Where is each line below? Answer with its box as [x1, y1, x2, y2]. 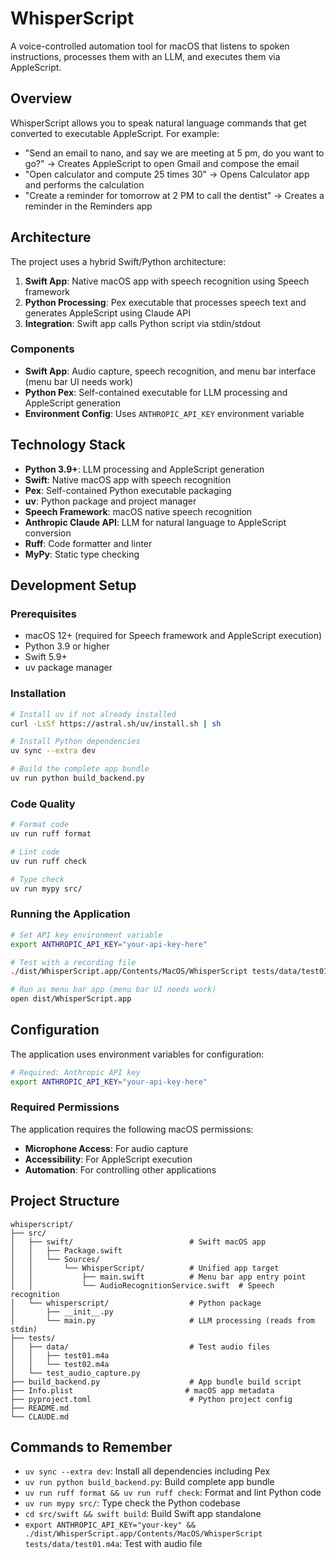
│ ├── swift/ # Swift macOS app [10, 1237, 267, 1247]
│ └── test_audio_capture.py [10, 1368, 141, 1378]
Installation [10, 687, 67, 701]
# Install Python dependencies [10, 737, 141, 747]
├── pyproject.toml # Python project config [10, 1394, 293, 1404]
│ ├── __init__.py [10, 1307, 114, 1317]
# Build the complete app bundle [10, 764, 150, 774]
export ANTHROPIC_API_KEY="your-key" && [24, 1520, 196, 1531]
